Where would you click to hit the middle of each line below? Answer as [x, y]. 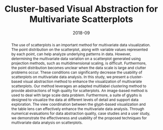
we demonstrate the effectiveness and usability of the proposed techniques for [79, 118]
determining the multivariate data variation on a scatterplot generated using [76, 59]
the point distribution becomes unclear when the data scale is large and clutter [79, 67]
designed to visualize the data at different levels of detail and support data [75, 100]
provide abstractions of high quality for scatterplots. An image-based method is [79, 90]
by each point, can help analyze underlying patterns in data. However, [71, 54]
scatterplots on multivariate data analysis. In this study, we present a [70, 77]
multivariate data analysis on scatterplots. [47, 122]
